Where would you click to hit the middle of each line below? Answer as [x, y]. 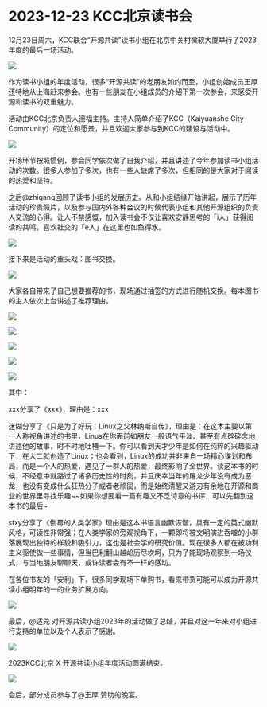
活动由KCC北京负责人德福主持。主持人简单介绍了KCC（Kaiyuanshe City [126, 118]
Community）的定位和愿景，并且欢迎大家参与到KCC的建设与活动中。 [122, 128]
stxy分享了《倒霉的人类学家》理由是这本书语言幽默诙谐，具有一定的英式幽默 [133, 522]
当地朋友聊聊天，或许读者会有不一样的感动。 [102, 562]
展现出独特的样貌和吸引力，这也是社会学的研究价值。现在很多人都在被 [130, 542]
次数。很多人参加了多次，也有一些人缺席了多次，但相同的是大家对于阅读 [140, 170]
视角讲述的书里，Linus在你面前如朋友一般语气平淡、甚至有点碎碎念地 [142, 436]
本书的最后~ [28, 506]
